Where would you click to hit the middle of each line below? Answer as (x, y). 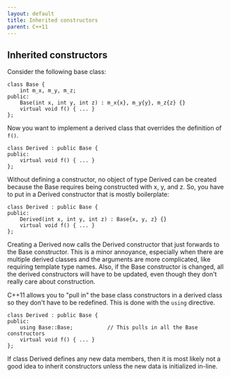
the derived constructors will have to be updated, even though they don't (112, 274)
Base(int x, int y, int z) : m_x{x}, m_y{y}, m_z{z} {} (103, 103)
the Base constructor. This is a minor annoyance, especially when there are (115, 252)
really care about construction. (51, 282)
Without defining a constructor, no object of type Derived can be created (112, 179)
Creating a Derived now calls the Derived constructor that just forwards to (113, 244)
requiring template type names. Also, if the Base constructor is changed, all (115, 267)
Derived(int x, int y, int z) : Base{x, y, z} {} (94, 220)
